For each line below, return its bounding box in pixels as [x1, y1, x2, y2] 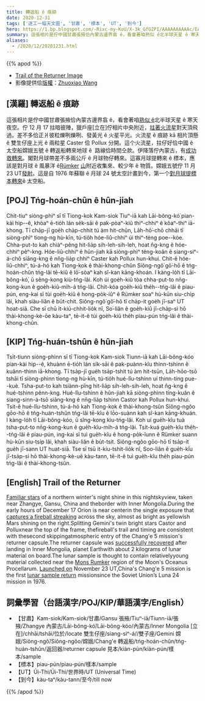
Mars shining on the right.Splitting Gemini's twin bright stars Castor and [6, 519, 186, 527]
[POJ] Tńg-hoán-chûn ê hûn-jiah [6, 195, 134, 206]
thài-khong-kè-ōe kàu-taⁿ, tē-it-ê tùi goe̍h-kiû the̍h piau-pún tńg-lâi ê [6, 312, 181, 319]
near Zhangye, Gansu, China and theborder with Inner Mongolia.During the [6, 500, 195, 508]
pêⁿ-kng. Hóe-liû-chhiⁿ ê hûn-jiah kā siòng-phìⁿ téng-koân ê [20, 248, 173, 255]
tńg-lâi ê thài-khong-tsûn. [6, 459, 71, 467]
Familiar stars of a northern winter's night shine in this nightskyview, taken [6, 494, 193, 501]
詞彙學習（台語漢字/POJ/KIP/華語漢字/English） [6, 597, 189, 607]
